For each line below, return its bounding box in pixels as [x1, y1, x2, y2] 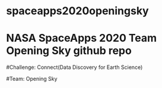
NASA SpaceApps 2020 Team [6, 32, 157, 45]
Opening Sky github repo [6, 44, 132, 58]
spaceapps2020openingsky [6, 4, 150, 18]
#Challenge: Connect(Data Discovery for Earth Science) [6, 64, 143, 71]
